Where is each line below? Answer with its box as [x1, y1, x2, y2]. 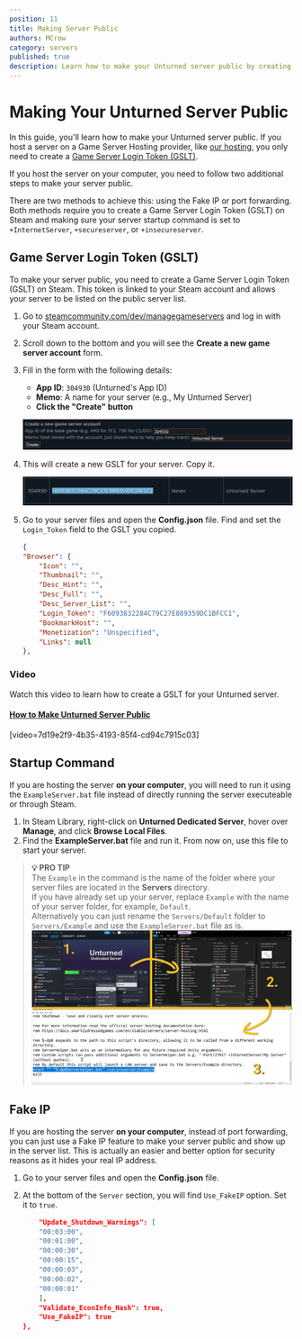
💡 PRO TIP [31, 862, 70, 873]
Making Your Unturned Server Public [9, 102, 289, 122]
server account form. [22, 347, 103, 357]
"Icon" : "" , [39, 561, 84, 571]
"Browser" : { [22, 552, 72, 561]
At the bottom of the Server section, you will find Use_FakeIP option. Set [22, 1190, 287, 1200]
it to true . [22, 1199, 58, 1210]
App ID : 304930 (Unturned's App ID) [35, 382, 168, 393]
